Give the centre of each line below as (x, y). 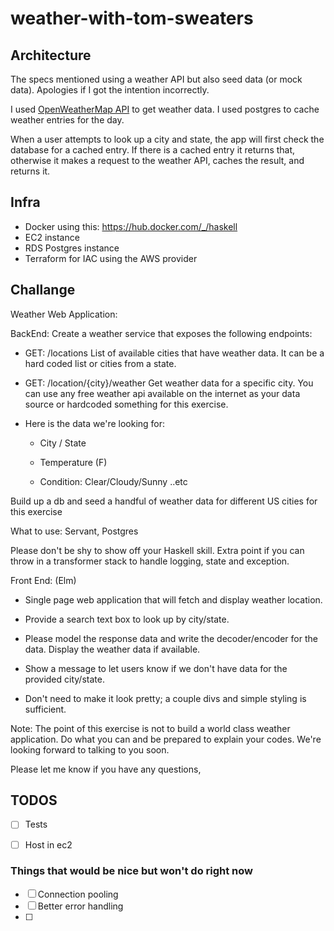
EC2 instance (52, 237)
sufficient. (45, 709)
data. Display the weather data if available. (112, 649)
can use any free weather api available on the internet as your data (162, 393)
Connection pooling (78, 894)
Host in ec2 (48, 844)
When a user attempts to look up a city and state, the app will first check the (167, 139)
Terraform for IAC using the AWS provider (111, 258)
